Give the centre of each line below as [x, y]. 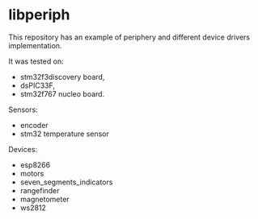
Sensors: [23, 109]
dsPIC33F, [37, 85]
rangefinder [40, 190]
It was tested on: [36, 61]
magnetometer [45, 199]
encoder [34, 125]
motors [32, 173]
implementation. [35, 45]
